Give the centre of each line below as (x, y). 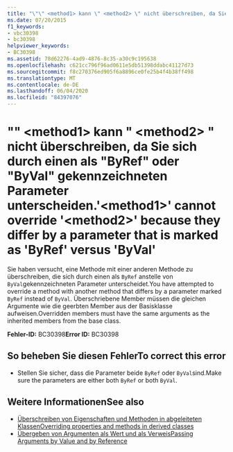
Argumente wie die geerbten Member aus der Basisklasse (90, 305)
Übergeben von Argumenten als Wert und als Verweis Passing (105, 433)
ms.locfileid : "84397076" (44, 98)
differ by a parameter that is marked (113, 235)
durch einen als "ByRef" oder (93, 161)
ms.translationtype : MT (42, 78)
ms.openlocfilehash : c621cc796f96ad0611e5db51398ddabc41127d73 (101, 65)
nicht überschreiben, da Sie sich (102, 147)
